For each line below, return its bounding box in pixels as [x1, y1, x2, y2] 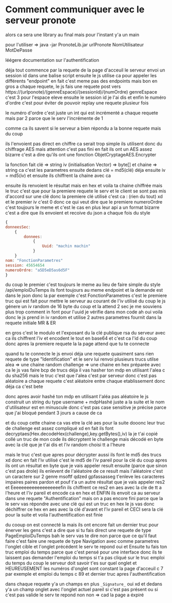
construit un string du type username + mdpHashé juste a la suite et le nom [5, 399, 165, 405]
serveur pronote [5, 14, 76, 26]
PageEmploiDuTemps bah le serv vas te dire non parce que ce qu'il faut [5, 533, 157, 539]
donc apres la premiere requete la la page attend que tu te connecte [5, 341, 150, 347]
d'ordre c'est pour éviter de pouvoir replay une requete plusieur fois [5, 99, 149, 106]
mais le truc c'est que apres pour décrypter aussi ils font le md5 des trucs [5, 452, 162, 458]
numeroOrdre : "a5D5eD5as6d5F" [5, 268, 70, 273]
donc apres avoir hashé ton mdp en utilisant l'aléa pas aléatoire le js [5, 394, 149, 400]
